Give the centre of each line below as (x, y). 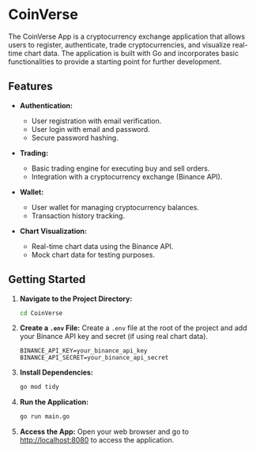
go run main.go (45, 416)
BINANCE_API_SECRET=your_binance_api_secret (94, 358)
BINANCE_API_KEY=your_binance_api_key (83, 351)
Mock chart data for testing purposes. (93, 254)
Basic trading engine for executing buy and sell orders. (120, 168)
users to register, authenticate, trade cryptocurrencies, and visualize (119, 44)
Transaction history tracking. (78, 216)
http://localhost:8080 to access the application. (97, 440)
